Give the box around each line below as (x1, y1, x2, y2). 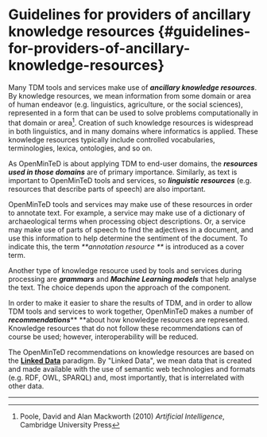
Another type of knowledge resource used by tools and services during (8, 265, 242, 275)
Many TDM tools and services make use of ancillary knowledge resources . (8, 82, 257, 92)
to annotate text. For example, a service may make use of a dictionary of (8, 208, 246, 217)
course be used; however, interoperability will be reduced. (8, 332, 199, 341)
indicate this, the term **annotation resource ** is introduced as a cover (8, 241, 245, 252)
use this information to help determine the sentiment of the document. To (8, 233, 248, 243)
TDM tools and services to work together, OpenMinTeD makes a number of (8, 306, 253, 316)
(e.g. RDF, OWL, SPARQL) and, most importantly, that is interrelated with (8, 373, 245, 382)
